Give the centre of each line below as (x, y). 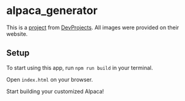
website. (17, 33)
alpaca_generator (52, 11)
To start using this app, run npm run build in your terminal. (80, 68)
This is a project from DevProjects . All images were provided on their (93, 27)
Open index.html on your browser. (50, 79)
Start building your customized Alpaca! (55, 91)
